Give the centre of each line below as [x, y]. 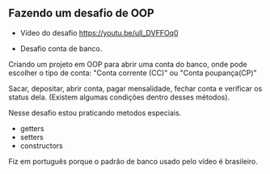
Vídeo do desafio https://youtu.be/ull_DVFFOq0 [99, 32]
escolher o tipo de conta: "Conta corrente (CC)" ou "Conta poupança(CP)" [133, 73]
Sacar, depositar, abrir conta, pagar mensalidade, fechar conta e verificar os [135, 88]
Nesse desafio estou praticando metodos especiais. [95, 112]
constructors [41, 146]
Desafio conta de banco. [61, 49]
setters [32, 137]
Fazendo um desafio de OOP [82, 13]
